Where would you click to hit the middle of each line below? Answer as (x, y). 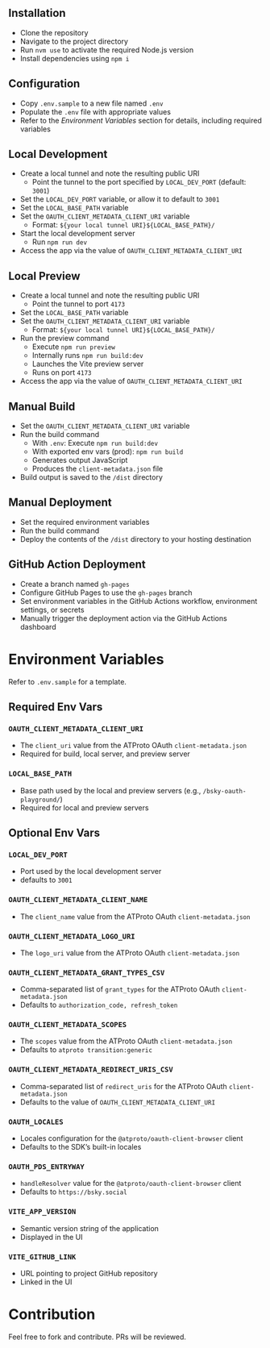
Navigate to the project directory (74, 41)
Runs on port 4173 (62, 372)
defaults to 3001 (46, 880)
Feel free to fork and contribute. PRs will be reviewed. (98, 1337)
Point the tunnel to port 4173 (79, 304)
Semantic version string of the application (89, 1228)
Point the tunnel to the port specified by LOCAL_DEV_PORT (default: (139, 182)
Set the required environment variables (85, 522)
